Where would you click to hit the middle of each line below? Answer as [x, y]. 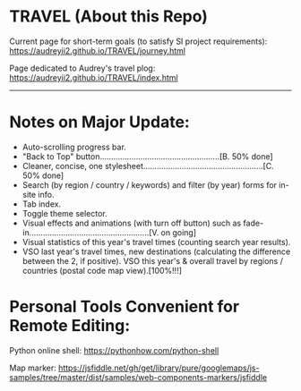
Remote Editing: [70, 326]
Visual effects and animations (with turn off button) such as [132, 223]
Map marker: [33, 368]
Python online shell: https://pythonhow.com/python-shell [114, 350]
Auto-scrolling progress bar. [74, 147]
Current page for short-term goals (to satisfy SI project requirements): [138, 41]
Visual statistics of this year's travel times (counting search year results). [156, 242]
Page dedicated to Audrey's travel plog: [82, 68]
